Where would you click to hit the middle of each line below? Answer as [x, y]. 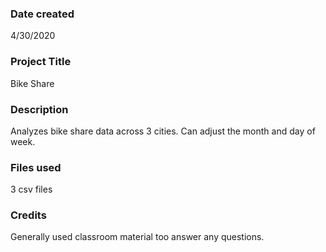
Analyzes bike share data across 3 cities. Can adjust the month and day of [163, 131]
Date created [42, 14]
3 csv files [31, 189]
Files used [36, 167]
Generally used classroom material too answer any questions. [137, 237]
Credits [28, 215]
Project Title [41, 62]
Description [39, 109]
